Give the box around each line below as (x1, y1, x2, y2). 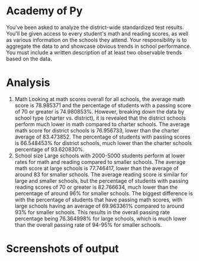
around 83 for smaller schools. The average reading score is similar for (14, 170, 188, 178)
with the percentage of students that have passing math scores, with (14, 196, 182, 203)
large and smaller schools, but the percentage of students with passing (14, 177, 188, 184)
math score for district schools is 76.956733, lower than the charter (14, 127, 179, 134)
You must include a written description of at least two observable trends (6, 49, 182, 56)
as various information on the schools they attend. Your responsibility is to (6, 36, 187, 43)
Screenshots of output (6, 242, 120, 256)
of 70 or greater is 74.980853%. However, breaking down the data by (14, 108, 185, 115)
